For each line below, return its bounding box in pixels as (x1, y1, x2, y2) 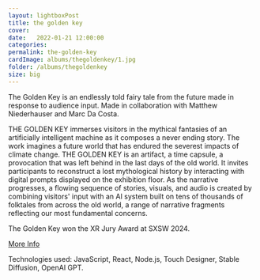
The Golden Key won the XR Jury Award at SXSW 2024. (8, 223, 190, 233)
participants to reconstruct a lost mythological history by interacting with (8, 166, 245, 176)
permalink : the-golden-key (8, 48, 97, 56)
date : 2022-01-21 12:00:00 (8, 33, 104, 42)
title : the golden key (8, 19, 83, 27)
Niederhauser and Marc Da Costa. (8, 108, 120, 119)
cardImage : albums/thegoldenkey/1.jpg (8, 56, 136, 64)
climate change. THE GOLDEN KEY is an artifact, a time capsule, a (8, 149, 224, 159)
